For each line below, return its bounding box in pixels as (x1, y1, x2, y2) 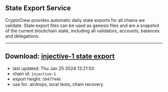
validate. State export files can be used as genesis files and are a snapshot (5, 22, 159, 28)
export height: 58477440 (12, 76, 61, 82)
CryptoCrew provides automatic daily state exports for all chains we (5, 17, 145, 23)
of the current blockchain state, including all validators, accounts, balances (5, 27, 160, 34)
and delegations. (5, 33, 40, 39)
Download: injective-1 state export (5, 52, 115, 61)
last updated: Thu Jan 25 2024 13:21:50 (12, 65, 94, 71)
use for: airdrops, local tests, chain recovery (12, 81, 103, 87)
